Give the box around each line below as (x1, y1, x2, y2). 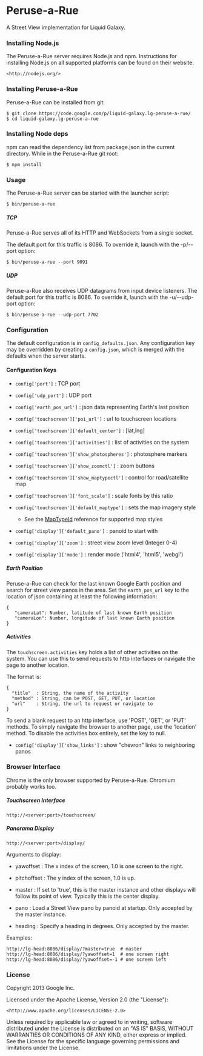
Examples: (6, 934, 32, 941)
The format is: (6, 673, 41, 680)
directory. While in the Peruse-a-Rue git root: (6, 150, 119, 157)
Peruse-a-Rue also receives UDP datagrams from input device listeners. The (6, 287, 198, 295)
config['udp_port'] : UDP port (15, 392, 92, 399)
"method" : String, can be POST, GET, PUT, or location (12, 695, 156, 701)
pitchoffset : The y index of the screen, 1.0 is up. (15, 874, 136, 881)
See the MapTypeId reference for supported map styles (24, 515, 163, 523)
